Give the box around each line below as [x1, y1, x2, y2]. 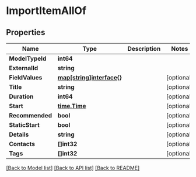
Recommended [9, 112, 52, 119]
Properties [6, 27, 45, 37]
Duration [9, 92, 34, 100]
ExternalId [9, 64, 38, 72]
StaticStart [9, 121, 40, 129]
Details [9, 130, 29, 138]
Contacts [9, 140, 35, 148]
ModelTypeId [9, 54, 47, 63]
